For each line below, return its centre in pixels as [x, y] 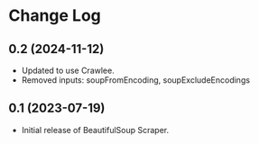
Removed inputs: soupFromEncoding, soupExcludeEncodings [135, 80]
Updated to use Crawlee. [68, 70]
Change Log [55, 16]
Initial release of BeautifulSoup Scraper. [95, 130]
